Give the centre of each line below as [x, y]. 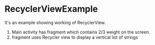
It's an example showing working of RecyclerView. [55, 22]
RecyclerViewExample [51, 9]
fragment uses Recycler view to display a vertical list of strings [75, 37]
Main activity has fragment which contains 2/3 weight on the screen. [81, 32]
